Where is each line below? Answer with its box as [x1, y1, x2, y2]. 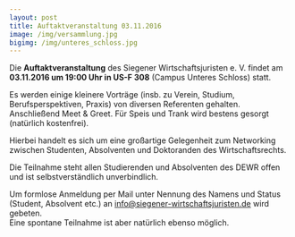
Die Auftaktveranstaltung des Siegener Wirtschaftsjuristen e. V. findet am [9, 63, 283, 73]
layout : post [9, 13, 58, 22]
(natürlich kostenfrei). [9, 118, 89, 129]
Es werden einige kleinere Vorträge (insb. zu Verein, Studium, [9, 89, 235, 100]
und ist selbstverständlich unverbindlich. [9, 172, 159, 182]
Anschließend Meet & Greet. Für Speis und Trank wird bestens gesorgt [9, 108, 270, 119]
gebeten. [9, 207, 43, 219]
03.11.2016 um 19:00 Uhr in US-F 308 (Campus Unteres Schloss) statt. [9, 72, 272, 83]
